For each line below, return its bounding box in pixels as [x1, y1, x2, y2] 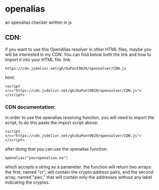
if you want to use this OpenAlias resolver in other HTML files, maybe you [5, 46, 152, 52]
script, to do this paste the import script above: [5, 120, 99, 126]
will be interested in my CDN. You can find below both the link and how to [5, 51, 151, 57]
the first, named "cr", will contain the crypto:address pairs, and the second [5, 169, 154, 175]
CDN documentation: [5, 103, 56, 110]
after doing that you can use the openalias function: [5, 146, 108, 152]
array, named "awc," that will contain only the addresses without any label [5, 174, 152, 180]
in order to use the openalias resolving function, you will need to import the [5, 115, 155, 121]
